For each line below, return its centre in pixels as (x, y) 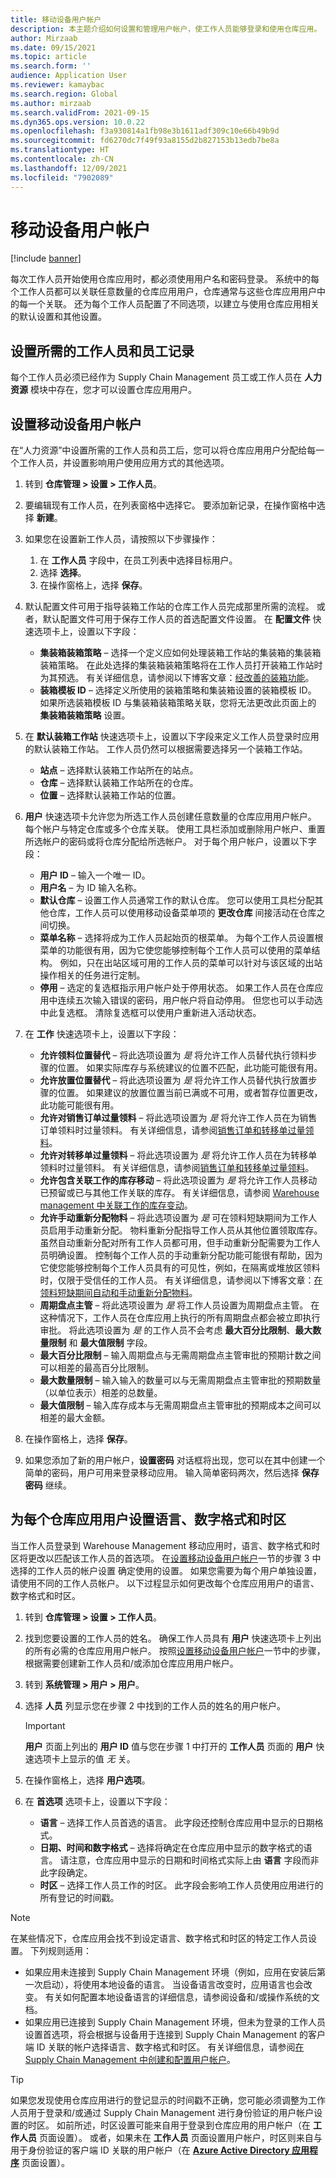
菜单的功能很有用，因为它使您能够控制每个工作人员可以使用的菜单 (175, 950)
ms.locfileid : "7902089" (62, 177)
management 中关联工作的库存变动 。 (116, 1205)
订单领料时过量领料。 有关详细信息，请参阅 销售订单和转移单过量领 (177, 1130)
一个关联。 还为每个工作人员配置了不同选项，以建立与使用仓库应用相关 (173, 304)
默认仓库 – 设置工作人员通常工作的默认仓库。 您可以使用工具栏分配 (177, 900)
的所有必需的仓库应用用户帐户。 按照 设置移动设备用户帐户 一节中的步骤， (175, 1650)
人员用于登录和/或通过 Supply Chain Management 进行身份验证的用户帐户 (162, 2112)
